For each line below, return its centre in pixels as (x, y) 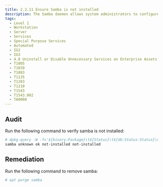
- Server (18, 32)
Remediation (25, 160)
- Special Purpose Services (38, 41)
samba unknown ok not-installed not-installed (53, 144)
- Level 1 (19, 23)
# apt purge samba (24, 180)
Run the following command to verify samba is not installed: (65, 131)
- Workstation (24, 28)
